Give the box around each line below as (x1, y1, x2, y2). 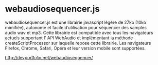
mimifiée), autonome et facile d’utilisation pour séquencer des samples (5, 24, 147, 30)
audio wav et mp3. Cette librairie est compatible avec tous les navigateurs (5, 30, 153, 35)
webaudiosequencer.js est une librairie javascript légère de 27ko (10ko (5, 19, 146, 25)
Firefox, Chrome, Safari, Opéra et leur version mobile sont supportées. (5, 45, 146, 51)
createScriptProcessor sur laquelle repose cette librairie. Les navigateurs (5, 40, 151, 46)
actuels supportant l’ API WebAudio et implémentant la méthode (5, 35, 133, 41)
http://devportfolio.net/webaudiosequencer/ (5, 54, 93, 60)
